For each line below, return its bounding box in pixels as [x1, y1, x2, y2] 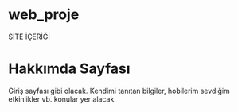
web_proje [8, 6, 80, 24]
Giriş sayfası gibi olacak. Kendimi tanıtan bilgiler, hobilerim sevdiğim [8, 86, 231, 95]
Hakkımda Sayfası [8, 60, 131, 78]
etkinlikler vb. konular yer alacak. [8, 94, 117, 104]
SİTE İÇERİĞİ [8, 32, 50, 41]
